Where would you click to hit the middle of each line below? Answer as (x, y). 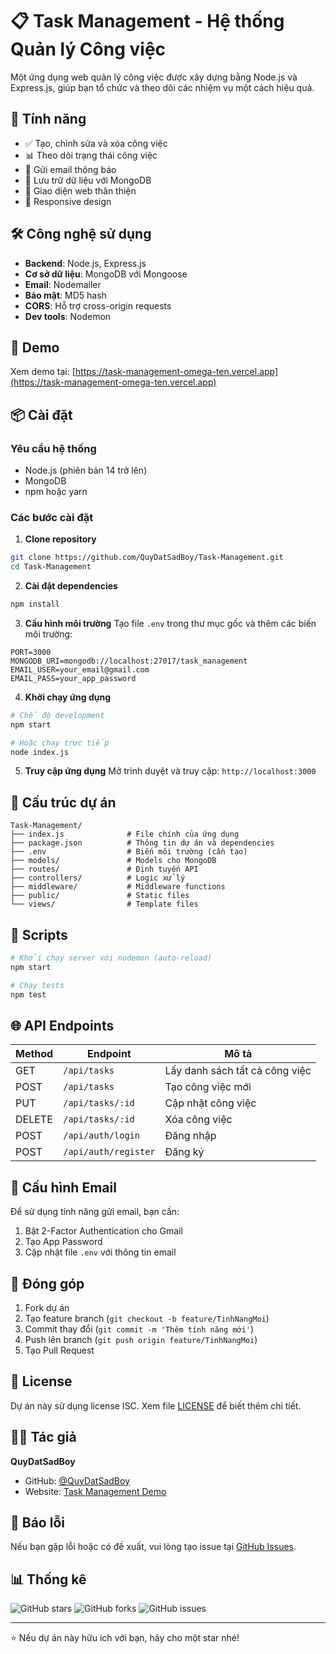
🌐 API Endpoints (62, 1026)
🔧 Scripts (39, 934)
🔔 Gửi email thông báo (70, 169)
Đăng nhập (190, 1136)
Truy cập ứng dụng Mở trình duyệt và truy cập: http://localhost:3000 (170, 771)
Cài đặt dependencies (71, 586)
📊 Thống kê (48, 1579)
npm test (28, 994)
